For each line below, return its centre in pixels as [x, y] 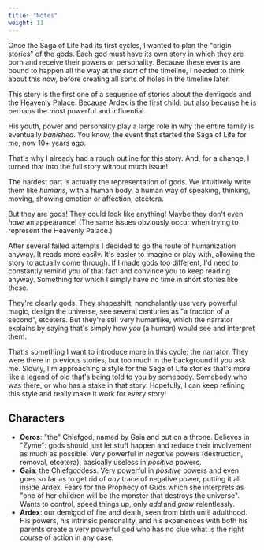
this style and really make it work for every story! [87, 393]
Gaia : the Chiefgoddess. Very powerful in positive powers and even [129, 470]
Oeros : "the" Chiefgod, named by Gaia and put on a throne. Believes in [134, 437]
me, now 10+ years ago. [47, 143]
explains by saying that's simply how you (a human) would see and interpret [132, 328]
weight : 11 [26, 23]
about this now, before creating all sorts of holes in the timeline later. [119, 79]
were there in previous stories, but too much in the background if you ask [127, 360]
